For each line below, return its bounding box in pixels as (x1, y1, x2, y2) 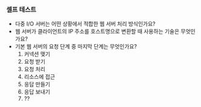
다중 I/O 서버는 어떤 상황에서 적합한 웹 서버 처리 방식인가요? (14, 20, 156, 28)
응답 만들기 (24, 80, 50, 88)
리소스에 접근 (24, 73, 56, 80)
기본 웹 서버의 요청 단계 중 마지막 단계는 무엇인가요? (14, 43, 137, 50)
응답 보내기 (24, 88, 50, 96)
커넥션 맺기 (24, 50, 50, 58)
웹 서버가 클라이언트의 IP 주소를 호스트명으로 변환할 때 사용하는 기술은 (14, 28, 180, 35)
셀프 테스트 (6, 5, 37, 13)
